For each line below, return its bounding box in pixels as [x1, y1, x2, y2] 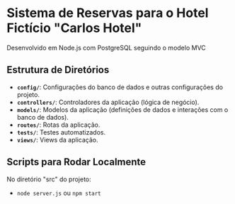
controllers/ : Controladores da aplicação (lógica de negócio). [16, 98, 200, 106]
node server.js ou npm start [16, 188, 102, 197]
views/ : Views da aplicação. [16, 135, 98, 144]
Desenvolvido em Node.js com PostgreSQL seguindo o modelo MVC [6, 43, 206, 52]
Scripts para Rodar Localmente [6, 156, 147, 168]
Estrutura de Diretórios [6, 64, 110, 76]
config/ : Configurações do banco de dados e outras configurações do [16, 83, 224, 91]
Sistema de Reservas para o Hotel [6, 5, 209, 21]
